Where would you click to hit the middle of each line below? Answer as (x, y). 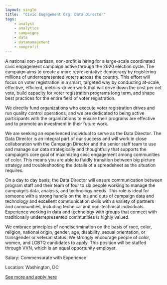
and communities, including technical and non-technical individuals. (75, 206)
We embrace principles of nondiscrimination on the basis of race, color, (79, 227)
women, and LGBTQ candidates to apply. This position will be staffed (76, 243)
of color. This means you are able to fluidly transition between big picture (80, 159)
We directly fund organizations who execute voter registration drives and (80, 108)
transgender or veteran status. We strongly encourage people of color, (78, 237)
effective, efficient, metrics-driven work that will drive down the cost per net (83, 87)
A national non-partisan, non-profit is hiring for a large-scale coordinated (80, 61)
